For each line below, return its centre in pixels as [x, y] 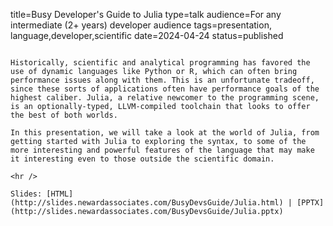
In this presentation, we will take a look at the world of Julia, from [165, 133]
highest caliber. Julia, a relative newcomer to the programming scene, [165, 98]
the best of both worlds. [64, 115]
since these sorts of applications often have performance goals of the [165, 89]
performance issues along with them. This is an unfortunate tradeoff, [162, 80]
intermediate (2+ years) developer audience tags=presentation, [141, 25]
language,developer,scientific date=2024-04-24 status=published [147, 35]
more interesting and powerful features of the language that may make [162, 150]
